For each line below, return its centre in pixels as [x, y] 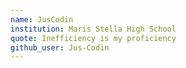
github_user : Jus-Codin [60, 47]
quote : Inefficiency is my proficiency [93, 38]
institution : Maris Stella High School [93, 29]
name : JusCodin [42, 19]
